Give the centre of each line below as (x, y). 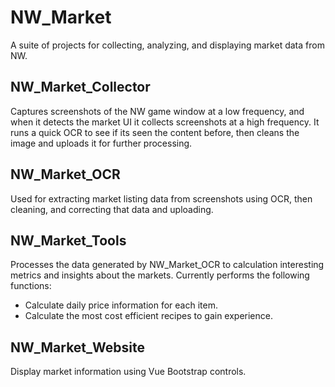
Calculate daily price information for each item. (121, 305)
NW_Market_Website (77, 347)
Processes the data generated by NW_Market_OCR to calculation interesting (167, 265)
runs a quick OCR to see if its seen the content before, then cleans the (155, 132)
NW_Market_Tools (68, 240)
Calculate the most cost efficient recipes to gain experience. (149, 316)
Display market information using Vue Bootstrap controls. (128, 372)
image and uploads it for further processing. (101, 143)
